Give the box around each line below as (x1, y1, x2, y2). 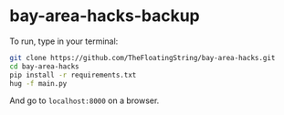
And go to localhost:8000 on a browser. (9, 95, 160, 106)
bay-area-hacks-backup (9, 5, 200, 26)
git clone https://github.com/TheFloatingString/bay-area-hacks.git (9, 53, 276, 62)
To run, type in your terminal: (9, 36, 119, 47)
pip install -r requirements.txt (9, 70, 137, 79)
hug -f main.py (9, 78, 68, 88)
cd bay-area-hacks (9, 61, 79, 71)
